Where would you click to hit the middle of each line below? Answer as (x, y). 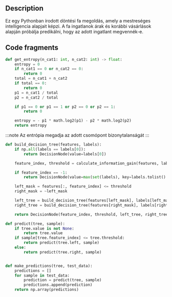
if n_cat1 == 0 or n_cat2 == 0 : (49, 69)
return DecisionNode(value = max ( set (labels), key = (78, 177)
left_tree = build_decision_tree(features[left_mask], (74, 200)
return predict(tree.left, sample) (62, 243)
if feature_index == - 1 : (41, 173)
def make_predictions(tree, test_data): (49, 266)
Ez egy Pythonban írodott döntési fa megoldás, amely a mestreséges (78, 20)
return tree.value (43, 233)
